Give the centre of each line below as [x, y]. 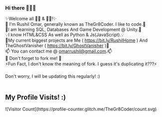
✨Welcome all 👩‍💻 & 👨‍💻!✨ [31, 19]
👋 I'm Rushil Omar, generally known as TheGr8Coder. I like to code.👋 [76, 24]
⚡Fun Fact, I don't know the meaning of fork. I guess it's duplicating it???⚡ [81, 64]
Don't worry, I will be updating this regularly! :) [53, 76]
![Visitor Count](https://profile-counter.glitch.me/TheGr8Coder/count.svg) [81, 109]
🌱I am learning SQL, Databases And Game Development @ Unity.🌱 [74, 30]
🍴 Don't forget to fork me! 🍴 [33, 58]
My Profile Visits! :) [36, 97]
